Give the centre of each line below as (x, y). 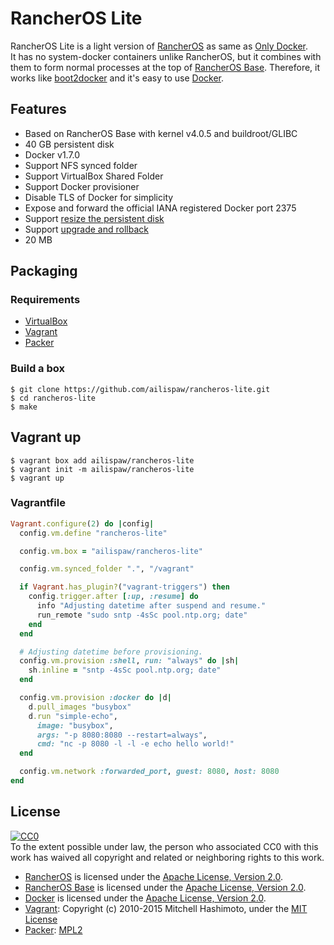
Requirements (45, 300)
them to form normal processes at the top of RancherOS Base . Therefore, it (165, 67)
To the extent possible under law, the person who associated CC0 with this (164, 846)
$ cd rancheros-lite (53, 398)
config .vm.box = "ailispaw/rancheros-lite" (111, 551)
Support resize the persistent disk (94, 218)
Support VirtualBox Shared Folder (94, 176)
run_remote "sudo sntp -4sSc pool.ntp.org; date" (142, 615)
